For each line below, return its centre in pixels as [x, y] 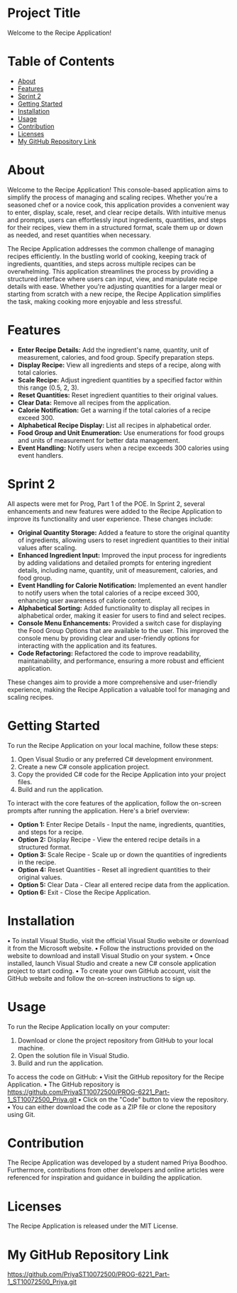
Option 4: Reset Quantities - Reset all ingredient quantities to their [114, 869]
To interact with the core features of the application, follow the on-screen [115, 803]
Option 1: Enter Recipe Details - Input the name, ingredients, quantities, [121, 824]
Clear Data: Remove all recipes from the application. [94, 402]
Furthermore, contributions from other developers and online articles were [116, 1170]
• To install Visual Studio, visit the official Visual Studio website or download [118, 940]
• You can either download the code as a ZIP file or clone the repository [112, 1107]
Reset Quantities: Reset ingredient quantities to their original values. [118, 395]
